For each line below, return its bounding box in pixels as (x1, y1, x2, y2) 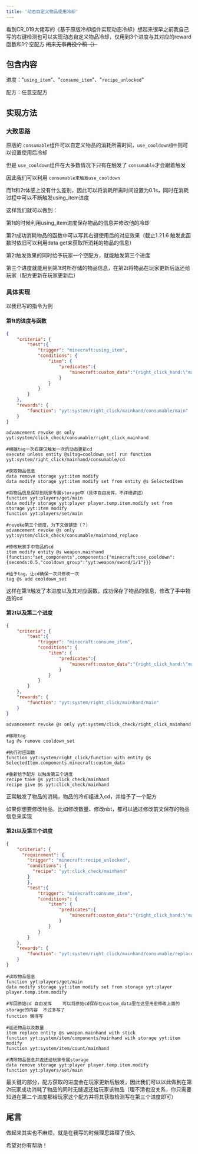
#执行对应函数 (6, 749, 35, 755)
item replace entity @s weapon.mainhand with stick (6, 1030, 136, 1036)
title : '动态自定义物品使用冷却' (6, 8, 78, 15)
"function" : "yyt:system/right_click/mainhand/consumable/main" (27, 408, 189, 414)
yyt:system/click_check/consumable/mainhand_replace (6, 532, 138, 539)
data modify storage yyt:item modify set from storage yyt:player (6, 984, 173, 990)
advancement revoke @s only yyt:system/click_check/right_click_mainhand (6, 721, 192, 727)
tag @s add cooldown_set (6, 576, 67, 582)
